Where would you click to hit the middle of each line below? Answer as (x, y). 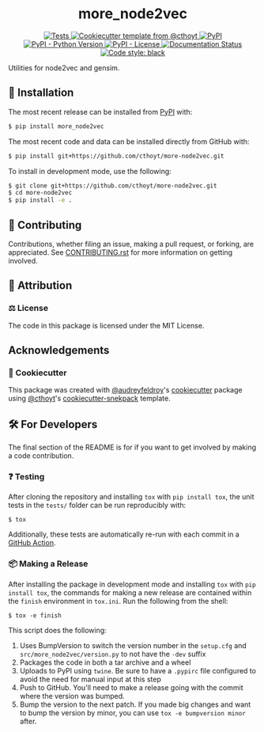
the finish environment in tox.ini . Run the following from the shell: (118, 601)
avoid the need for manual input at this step (91, 679)
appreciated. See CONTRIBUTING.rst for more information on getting (121, 252)
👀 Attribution (40, 286)
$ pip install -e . (40, 200)
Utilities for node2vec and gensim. (64, 67)
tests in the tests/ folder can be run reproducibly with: (97, 505)
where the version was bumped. (72, 696)
